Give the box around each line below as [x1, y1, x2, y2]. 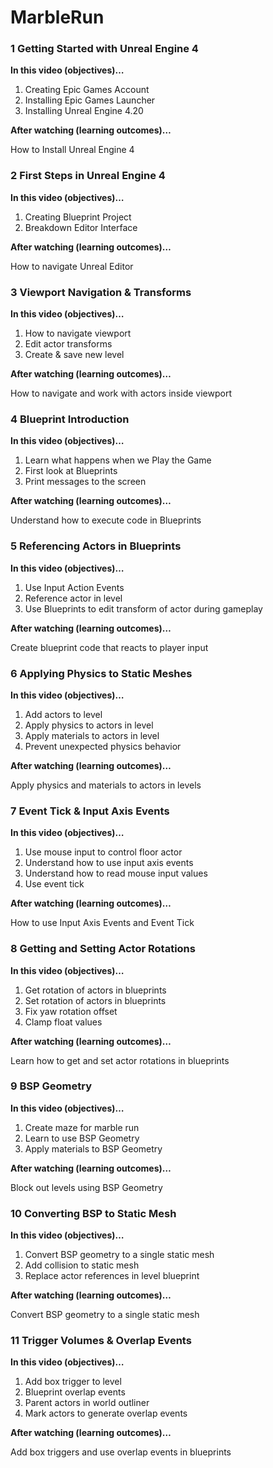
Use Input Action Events [24, 581, 125, 593]
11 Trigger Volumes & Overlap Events [10, 1334, 192, 1348]
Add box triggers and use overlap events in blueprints [10, 1446, 232, 1458]
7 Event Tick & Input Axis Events [10, 804, 170, 818]
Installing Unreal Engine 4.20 [24, 105, 144, 117]
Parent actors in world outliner [24, 1397, 150, 1409]
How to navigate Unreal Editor [10, 260, 134, 272]
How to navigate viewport [24, 327, 132, 340]
